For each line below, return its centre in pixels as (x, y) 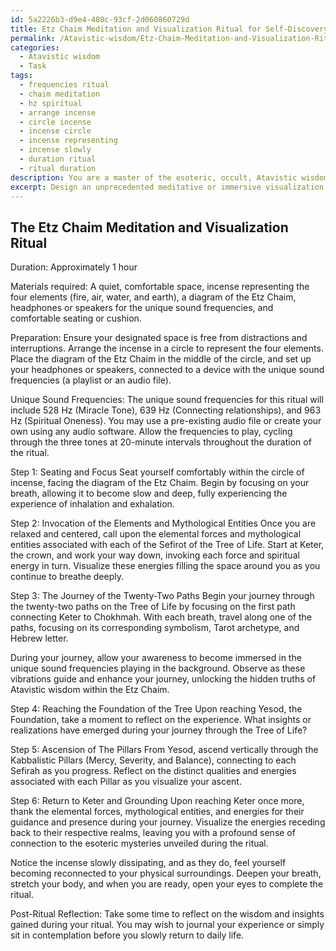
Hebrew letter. (39, 638)
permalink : (33, 38)
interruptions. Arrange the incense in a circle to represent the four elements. (167, 348)
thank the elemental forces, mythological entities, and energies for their (157, 812)
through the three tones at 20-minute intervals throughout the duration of (161, 442)
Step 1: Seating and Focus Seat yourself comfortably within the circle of (157, 472)
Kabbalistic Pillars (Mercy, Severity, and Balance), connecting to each (153, 760)
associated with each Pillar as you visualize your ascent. (126, 782)
